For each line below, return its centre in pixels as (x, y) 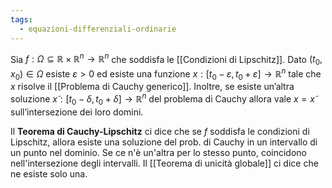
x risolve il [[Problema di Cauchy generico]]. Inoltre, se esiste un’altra (152, 87)
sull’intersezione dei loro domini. (77, 112)
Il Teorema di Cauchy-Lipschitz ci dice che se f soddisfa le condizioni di (160, 131)
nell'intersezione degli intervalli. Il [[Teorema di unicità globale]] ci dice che (164, 163)
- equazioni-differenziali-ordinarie (98, 29)
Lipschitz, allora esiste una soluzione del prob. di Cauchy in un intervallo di (164, 142)
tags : (21, 19)
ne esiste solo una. (49, 173)
